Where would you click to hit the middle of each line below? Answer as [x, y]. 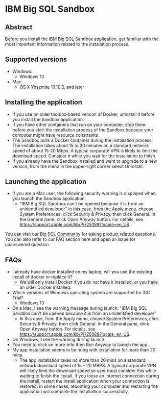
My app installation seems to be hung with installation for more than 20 [84, 350]
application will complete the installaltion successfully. [74, 392]
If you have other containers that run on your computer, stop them [79, 125]
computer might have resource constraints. [56, 135]
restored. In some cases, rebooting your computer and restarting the [89, 386]
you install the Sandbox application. [48, 119]
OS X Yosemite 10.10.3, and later [52, 87]
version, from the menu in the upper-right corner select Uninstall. [78, 166]
